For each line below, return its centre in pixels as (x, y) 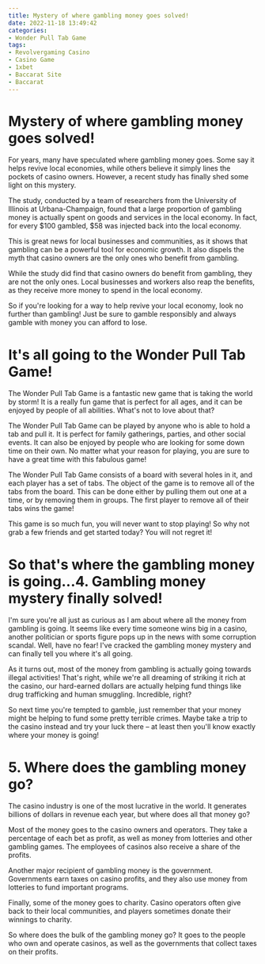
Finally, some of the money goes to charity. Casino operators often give (125, 903)
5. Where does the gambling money (127, 767)
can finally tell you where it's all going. (70, 654)
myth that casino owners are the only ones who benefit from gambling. (124, 258)
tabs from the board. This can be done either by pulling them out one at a (128, 492)
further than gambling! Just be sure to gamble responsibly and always (122, 314)
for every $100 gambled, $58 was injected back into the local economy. (125, 226)
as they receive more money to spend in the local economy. (106, 290)
